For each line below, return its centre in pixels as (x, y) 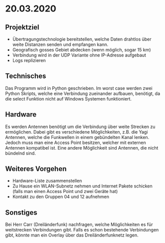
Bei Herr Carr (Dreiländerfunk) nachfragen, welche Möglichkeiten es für (79, 224)
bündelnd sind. (20, 153)
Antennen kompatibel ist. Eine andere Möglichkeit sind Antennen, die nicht (82, 147)
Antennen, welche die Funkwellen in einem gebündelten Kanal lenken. (77, 137)
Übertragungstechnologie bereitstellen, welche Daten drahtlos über (82, 39)
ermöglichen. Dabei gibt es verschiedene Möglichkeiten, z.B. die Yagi (77, 132)
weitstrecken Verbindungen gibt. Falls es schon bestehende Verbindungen (82, 230)
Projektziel (22, 27)
